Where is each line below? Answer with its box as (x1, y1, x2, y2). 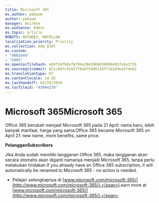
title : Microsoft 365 (5, 7, 49, 12)
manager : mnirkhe (5, 21, 41, 26)
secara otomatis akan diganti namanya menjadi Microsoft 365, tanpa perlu (5, 157, 155, 163)
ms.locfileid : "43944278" (5, 85, 58, 90)
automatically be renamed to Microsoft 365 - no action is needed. (5, 168, 137, 174)
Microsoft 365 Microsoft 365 (5, 106, 122, 117)
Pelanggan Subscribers (5, 142, 53, 148)
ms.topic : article (5, 30, 43, 35)
